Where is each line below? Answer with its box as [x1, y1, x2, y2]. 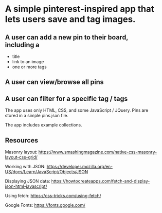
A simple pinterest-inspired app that [5, 3, 155, 15]
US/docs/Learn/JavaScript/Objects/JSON [5, 169, 89, 175]
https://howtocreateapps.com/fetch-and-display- [51, 178, 150, 184]
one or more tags [12, 64, 47, 70]
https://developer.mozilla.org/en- [46, 164, 113, 170]
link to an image [12, 59, 44, 64]
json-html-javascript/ [5, 183, 47, 189]
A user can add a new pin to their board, [5, 33, 128, 41]
